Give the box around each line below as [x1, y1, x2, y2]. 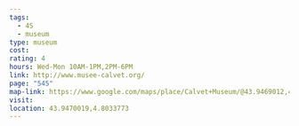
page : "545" [9, 79, 53, 88]
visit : [9, 95, 34, 105]
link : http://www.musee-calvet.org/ [9, 71, 145, 80]
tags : [9, 12, 29, 22]
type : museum [9, 37, 58, 47]
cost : [9, 46, 29, 55]
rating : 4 [9, 54, 46, 63]
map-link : [9, 87, 46, 96]
